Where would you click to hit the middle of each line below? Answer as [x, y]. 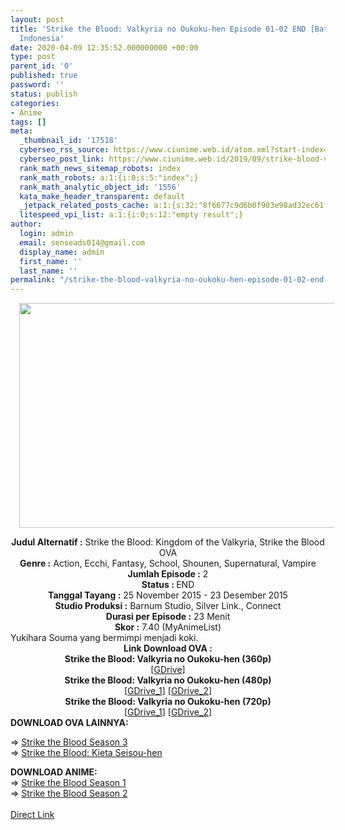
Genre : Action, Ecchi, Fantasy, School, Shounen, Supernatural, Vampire [168, 563]
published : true [44, 76]
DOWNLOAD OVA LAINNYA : [69, 723]
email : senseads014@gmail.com [82, 242]
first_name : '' [51, 261]
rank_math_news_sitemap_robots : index [100, 168]
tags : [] [28, 122]
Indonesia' [42, 38]
